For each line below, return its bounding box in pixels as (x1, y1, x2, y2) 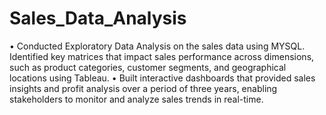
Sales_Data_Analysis (9, 7, 187, 30)
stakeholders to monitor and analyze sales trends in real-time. (9, 93, 264, 105)
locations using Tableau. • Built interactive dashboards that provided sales (9, 72, 316, 84)
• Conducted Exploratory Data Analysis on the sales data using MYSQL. (9, 40, 306, 52)
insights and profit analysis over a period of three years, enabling (9, 82, 278, 94)
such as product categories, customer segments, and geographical (9, 61, 287, 73)
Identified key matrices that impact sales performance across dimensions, (9, 50, 315, 62)
